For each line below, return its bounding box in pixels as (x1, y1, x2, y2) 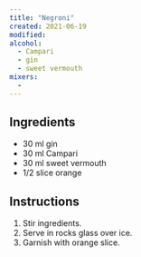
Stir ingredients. (22, 218, 82, 229)
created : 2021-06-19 (9, 22, 88, 31)
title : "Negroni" (9, 13, 75, 23)
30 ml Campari (22, 148, 79, 159)
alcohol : (9, 38, 42, 48)
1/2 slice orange (22, 167, 82, 178)
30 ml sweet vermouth (22, 158, 107, 169)
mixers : (9, 73, 39, 82)
